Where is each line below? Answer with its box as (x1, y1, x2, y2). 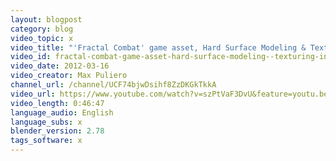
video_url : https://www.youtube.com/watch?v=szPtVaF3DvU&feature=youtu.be (10, 89, 329, 99)
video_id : (10, 52, 52, 62)
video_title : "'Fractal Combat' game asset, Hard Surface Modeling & (10, 42, 307, 53)
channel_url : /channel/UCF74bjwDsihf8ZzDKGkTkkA (10, 80, 217, 90)
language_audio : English (10, 107, 114, 118)
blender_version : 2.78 (10, 126, 105, 136)
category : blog (10, 24, 74, 34)
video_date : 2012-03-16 (10, 61, 110, 71)
